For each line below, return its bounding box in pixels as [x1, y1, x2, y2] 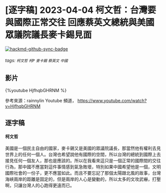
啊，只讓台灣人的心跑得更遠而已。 [5, 183, 75, 189]
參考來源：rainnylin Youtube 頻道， [5, 97, 77, 103]
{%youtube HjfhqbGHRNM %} [5, 87, 67, 93]
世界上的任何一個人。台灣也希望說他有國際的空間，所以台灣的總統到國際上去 [5, 151, 161, 157]
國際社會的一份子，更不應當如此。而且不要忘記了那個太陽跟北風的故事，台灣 [5, 170, 161, 176]
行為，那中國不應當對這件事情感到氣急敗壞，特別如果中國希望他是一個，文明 [5, 164, 161, 170]
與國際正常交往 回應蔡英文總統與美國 [5, 17, 155, 28]
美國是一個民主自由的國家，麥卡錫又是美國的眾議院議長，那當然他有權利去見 [5, 145, 161, 151]
